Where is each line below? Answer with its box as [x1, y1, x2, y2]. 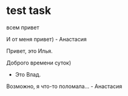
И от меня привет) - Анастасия [6, 35, 87, 43]
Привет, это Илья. [6, 47, 53, 55]
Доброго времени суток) [6, 59, 72, 66]
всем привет [6, 24, 39, 31]
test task [6, 4, 52, 18]
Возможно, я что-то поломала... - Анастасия [6, 83, 123, 90]
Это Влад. [15, 70, 41, 78]
